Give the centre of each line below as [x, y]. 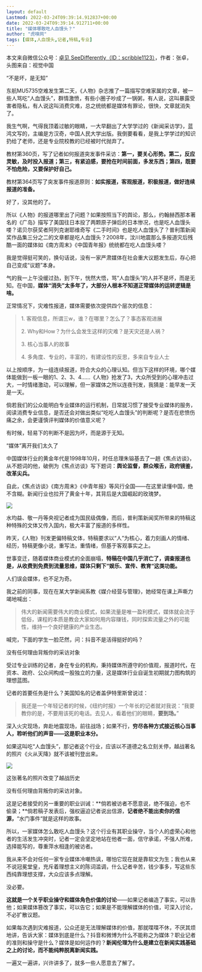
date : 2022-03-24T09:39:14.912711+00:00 [58, 23]
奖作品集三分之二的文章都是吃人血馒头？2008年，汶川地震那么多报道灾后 [97, 237]
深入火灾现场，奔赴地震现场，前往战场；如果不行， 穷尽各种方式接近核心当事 [101, 726]
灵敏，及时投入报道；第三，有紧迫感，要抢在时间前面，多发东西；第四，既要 [101, 161]
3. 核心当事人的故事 [45, 344]
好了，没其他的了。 [30, 202]
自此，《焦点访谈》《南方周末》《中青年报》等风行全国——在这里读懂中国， [97, 486]
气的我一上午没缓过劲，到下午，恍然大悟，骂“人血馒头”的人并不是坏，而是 [98, 278]
